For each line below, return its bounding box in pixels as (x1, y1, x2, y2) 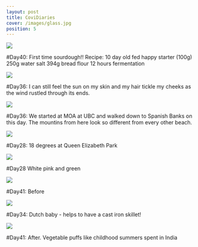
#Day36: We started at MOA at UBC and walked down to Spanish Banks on (6, 112, 193, 120)
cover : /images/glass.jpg (6, 20, 71, 26)
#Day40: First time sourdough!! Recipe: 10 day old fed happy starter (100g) (6, 54, 193, 61)
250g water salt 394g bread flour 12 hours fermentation (6, 60, 145, 67)
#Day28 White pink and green (6, 165, 81, 172)
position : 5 (6, 25, 36, 32)
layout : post (6, 8, 39, 15)
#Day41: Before (6, 188, 45, 195)
